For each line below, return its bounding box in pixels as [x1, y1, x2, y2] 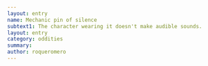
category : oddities [7, 36, 64, 43]
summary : [7, 42, 32, 49]
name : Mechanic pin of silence [7, 16, 97, 23]
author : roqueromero [7, 49, 67, 56]
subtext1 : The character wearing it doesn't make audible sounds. [7, 23, 202, 30]
